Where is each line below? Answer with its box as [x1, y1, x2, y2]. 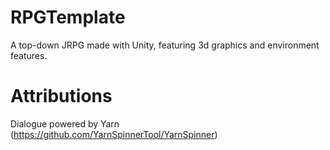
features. [10, 49, 48, 61]
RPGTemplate [10, 6, 126, 29]
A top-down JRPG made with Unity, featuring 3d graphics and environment [10, 39, 320, 51]
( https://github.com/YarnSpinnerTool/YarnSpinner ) [10, 128, 218, 140]
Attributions [10, 85, 113, 108]
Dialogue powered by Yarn [10, 117, 120, 130]
